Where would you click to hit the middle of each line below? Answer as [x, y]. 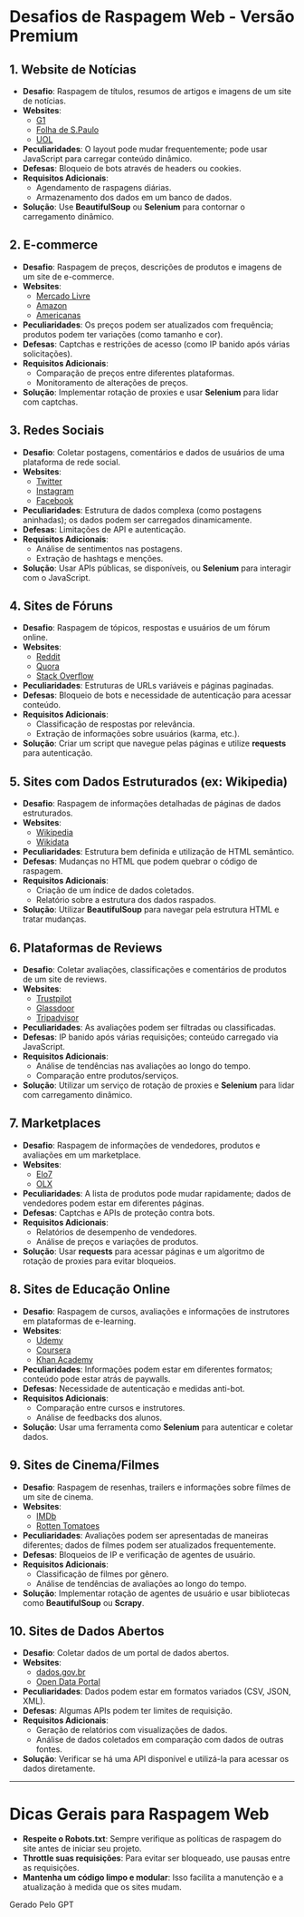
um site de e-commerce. [68, 276]
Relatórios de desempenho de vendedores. [116, 1232]
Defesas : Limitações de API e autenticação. [104, 529]
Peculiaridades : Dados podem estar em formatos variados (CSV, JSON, [157, 1692]
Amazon [52, 305]
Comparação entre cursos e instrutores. [110, 1407]
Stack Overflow [65, 676]
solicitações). [47, 353]
